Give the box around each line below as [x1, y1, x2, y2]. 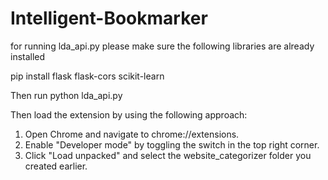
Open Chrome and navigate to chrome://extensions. [24, 128, 240, 140]
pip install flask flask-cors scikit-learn [10, 70, 165, 82]
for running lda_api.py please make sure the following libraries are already [10, 40, 315, 52]
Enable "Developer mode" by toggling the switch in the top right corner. [24, 138, 320, 151]
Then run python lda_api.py [10, 89, 123, 101]
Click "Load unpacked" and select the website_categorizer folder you [24, 149, 312, 161]
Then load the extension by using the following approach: [10, 108, 248, 121]
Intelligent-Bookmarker [10, 7, 208, 30]
